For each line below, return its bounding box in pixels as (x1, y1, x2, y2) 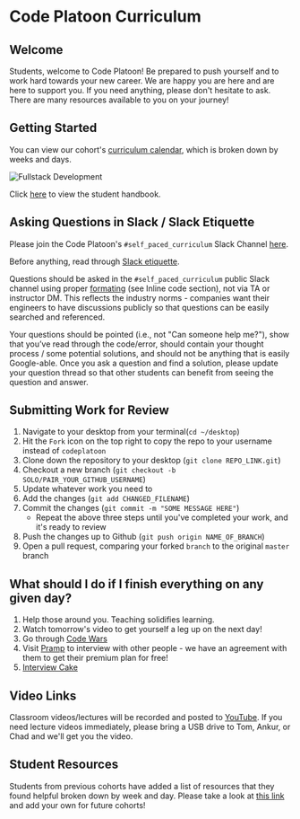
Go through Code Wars (21, 633, 107, 644)
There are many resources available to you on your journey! (9, 94, 230, 105)
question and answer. (9, 376, 89, 387)
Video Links (9, 688, 77, 703)
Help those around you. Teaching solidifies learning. (21, 614, 215, 625)
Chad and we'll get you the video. (9, 731, 133, 742)
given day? (9, 590, 73, 605)
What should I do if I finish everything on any (9, 577, 264, 592)
